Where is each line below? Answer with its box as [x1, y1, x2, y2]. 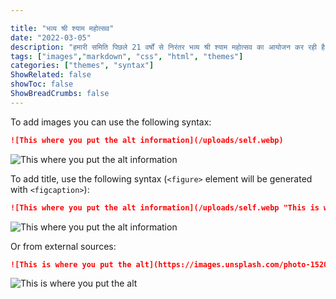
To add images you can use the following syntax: [10, 116, 212, 128]
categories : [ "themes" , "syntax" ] [10, 61, 155, 71]
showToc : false [10, 79, 74, 90]
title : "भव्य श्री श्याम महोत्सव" [10, 23, 115, 33]
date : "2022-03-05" [10, 32, 92, 43]
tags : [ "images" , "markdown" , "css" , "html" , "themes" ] [10, 51, 244, 61]
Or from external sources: [10, 240, 117, 252]
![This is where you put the [10, 259, 132, 270]
